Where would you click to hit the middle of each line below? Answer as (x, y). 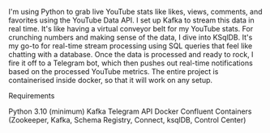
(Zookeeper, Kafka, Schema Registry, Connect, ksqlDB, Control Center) (127, 120)
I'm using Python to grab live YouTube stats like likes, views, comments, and (135, 12)
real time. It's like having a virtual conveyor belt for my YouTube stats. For (131, 29)
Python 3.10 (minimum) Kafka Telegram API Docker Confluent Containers (130, 111)
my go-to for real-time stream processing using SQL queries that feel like (131, 46)
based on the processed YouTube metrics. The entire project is (114, 71)
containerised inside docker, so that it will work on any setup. (111, 80)
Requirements (32, 96)
